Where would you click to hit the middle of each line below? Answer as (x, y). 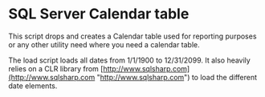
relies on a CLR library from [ (56, 68)
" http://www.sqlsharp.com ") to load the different (177, 77)
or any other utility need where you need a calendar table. (104, 44)
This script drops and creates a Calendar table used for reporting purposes (132, 36)
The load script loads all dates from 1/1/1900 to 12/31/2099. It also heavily (129, 60)
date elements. (33, 86)
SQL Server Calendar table (99, 14)
